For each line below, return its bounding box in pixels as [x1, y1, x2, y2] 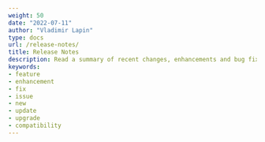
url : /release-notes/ [8, 41, 80, 49]
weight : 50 [8, 11, 44, 20]
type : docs [8, 33, 44, 42]
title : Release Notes [8, 48, 80, 56]
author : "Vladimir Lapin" [8, 26, 93, 34]
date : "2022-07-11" [8, 19, 73, 27]
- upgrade [8, 114, 41, 122]
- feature [8, 70, 41, 78]
